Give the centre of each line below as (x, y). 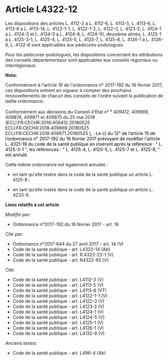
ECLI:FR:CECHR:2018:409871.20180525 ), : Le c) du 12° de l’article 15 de (80, 133)
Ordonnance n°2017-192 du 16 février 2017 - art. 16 (66, 224)
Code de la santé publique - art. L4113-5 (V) (58, 285)
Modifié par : (18, 214)
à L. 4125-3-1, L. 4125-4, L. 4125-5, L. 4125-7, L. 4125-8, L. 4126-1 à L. (78, 39)
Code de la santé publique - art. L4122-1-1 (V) (60, 296)
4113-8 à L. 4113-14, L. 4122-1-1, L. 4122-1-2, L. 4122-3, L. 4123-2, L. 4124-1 (83, 28)
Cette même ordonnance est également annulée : (57, 164)
